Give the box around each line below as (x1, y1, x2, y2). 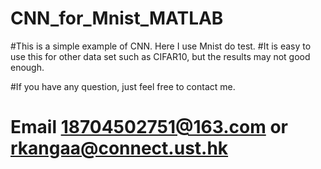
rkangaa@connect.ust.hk (10, 137, 229, 160)
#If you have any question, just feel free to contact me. (10, 80, 236, 92)
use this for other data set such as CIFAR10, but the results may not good (10, 50, 311, 62)
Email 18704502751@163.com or (10, 116, 288, 139)
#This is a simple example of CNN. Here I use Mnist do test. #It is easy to (10, 40, 312, 52)
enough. (10, 61, 45, 73)
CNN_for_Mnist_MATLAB (10, 7, 224, 30)
